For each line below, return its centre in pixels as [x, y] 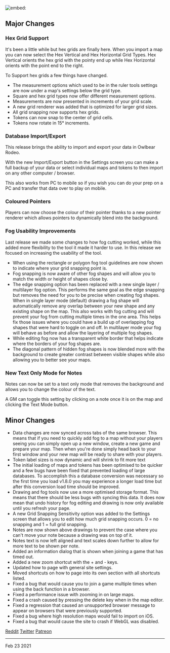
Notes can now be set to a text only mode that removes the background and [84, 384]
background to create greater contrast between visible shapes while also [89, 354]
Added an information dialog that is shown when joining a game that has [88, 551]
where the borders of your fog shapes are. [57, 343]
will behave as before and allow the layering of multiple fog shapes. [83, 333]
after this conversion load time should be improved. [66, 487]
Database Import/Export [36, 136]
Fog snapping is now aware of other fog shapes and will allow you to [84, 273]
